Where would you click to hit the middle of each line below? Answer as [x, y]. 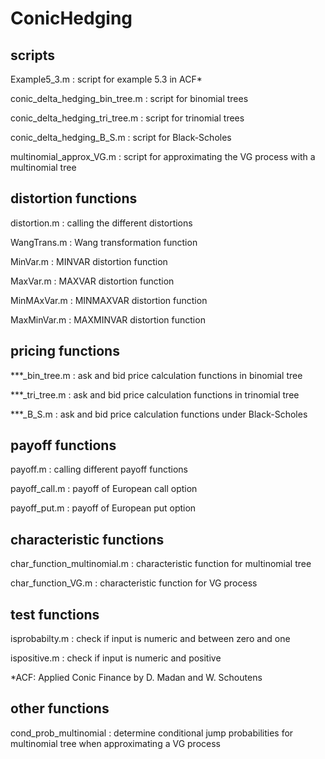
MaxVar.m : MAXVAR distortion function [92, 281]
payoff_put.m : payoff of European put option [103, 508]
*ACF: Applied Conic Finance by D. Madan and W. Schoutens [136, 678]
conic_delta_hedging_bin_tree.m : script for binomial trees [129, 98]
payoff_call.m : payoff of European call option [104, 489]
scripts [32, 55]
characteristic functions [87, 539]
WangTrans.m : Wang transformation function [104, 242]
